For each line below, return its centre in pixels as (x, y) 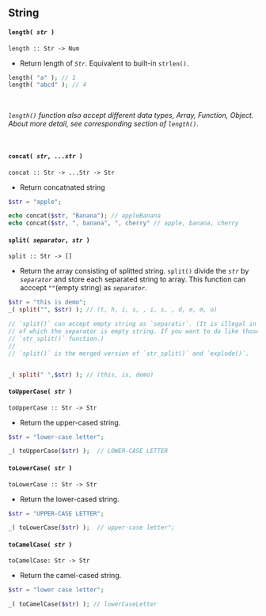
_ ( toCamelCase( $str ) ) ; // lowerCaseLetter (83, 604)
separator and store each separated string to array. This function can (133, 279)
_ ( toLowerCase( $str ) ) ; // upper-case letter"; (92, 528)
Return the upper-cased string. (70, 422)
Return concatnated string (62, 187)
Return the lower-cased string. (70, 499)
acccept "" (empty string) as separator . (84, 288)
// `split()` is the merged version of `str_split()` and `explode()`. (129, 353)
